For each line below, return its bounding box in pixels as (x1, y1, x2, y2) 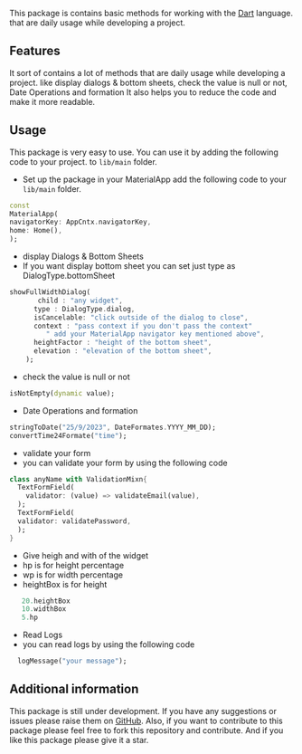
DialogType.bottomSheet (22, 271, 116, 281)
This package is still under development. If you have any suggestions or (9, 705, 278, 716)
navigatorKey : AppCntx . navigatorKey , (9, 217, 152, 227)
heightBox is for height (22, 578, 108, 589)
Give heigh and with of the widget (22, 549, 149, 560)
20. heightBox (21, 597, 71, 606)
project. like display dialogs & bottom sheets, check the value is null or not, (9, 77, 288, 88)
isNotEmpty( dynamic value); (9, 388, 116, 397)
